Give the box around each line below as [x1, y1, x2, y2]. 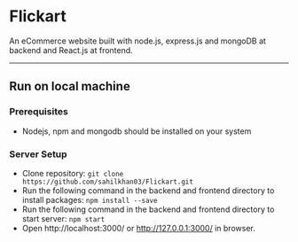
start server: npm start [21, 213, 106, 223]
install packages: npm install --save [21, 194, 158, 205]
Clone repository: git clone [21, 168, 124, 178]
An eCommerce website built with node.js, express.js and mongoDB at [9, 35, 266, 46]
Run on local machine [9, 79, 130, 94]
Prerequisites [9, 105, 68, 118]
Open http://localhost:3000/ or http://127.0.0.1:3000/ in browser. [21, 222, 255, 233]
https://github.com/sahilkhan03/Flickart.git [21, 177, 193, 186]
